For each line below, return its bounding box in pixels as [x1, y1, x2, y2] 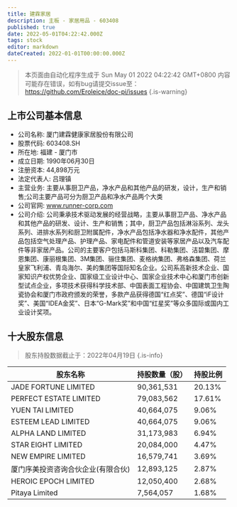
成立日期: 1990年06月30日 [17, 156, 95, 165]
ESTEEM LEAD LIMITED [11, 417, 90, 427]
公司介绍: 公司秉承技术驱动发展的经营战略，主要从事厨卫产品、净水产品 [17, 210, 227, 218]
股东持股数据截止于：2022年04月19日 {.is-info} [24, 351, 163, 359]
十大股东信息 [7, 331, 64, 343]
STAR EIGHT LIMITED [11, 439, 83, 449]
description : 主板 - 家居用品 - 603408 [7, 17, 119, 24]
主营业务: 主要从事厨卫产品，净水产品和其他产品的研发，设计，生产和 [17, 183, 221, 192]
